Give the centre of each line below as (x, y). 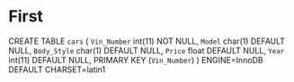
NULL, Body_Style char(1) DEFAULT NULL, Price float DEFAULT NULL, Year (147, 50)
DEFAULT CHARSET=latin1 (57, 70)
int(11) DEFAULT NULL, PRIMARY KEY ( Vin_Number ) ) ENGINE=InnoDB (136, 60)
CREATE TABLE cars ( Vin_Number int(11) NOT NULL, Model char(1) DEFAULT (147, 41)
